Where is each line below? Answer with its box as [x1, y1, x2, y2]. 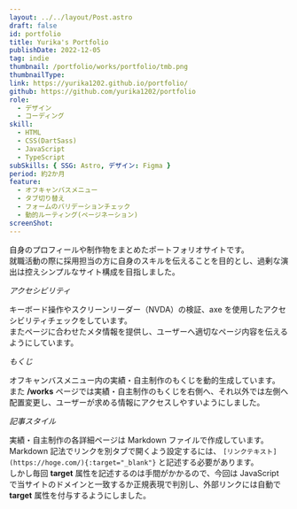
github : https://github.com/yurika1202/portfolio [9, 87, 197, 96]
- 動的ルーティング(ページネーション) [17, 210, 139, 220]
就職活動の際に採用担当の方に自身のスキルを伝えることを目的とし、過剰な [9, 255, 281, 266]
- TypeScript [17, 152, 66, 162]
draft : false [9, 21, 58, 30]
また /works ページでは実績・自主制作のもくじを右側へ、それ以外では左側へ [9, 386, 289, 397]
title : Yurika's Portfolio [9, 37, 109, 47]
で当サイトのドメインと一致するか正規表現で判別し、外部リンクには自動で [9, 479, 281, 490]
